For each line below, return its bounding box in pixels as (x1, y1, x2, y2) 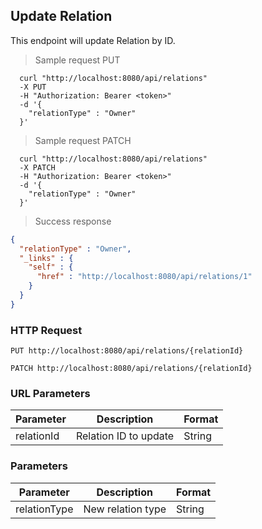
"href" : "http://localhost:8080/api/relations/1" (36, 272, 253, 282)
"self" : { (28, 262, 74, 273)
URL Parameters (10, 387, 91, 401)
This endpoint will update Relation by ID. (10, 34, 176, 46)
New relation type (83, 502, 167, 516)
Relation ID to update (75, 429, 175, 443)
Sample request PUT (34, 54, 121, 66)
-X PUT (19, 82, 47, 92)
